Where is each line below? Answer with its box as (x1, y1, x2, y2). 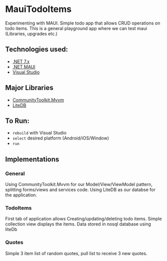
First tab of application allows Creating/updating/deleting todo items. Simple (5, 216, 162, 222)
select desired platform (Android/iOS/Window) (12, 135, 109, 141)
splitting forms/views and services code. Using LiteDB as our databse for (5, 186, 156, 193)
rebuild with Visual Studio (12, 130, 66, 136)
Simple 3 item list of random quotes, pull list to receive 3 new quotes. (5, 250, 147, 256)
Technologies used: (5, 45, 68, 53)
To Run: (5, 116, 30, 125)
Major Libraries (5, 83, 53, 92)
